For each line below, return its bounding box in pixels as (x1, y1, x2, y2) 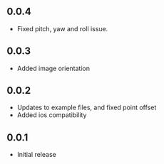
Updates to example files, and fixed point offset (16, 103, 157, 112)
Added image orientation (16, 64, 91, 72)
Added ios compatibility (16, 111, 87, 119)
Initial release (16, 151, 56, 159)
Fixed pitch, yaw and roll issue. (16, 24, 108, 33)
